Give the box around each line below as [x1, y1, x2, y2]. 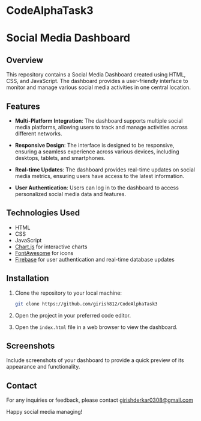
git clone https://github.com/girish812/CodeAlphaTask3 [14, 301, 158, 307]
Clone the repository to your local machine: [14, 289, 122, 297]
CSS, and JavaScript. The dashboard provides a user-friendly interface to [6, 78, 188, 85]
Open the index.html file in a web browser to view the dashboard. [14, 323, 178, 331]
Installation [6, 273, 49, 283]
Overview [6, 55, 44, 65]
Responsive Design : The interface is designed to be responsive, [14, 142, 175, 149]
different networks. [14, 130, 62, 137]
